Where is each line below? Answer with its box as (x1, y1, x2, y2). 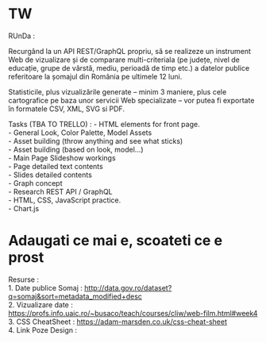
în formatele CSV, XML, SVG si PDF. (8, 104, 125, 114)
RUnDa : (8, 31, 36, 40)
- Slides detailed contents (8, 170, 93, 179)
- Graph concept (8, 178, 63, 187)
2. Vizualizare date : (8, 299, 73, 310)
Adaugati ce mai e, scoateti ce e (8, 232, 223, 250)
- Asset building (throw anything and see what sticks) (8, 136, 183, 145)
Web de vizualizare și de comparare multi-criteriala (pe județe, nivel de (8, 55, 240, 64)
